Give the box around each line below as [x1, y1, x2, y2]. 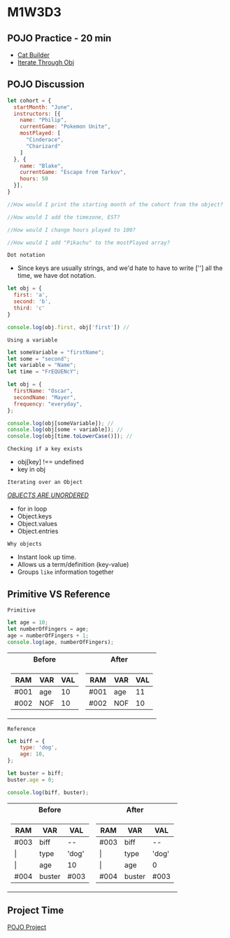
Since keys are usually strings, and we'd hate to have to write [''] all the [17, 264, 223, 272]
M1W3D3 [7, 4, 62, 20]
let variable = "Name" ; [7, 362, 77, 369]
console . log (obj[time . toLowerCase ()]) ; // [7, 433, 133, 440]
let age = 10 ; [7, 619, 49, 626]
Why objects [7, 541, 42, 548]
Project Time [7, 904, 64, 916]
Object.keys [17, 512, 52, 521]
